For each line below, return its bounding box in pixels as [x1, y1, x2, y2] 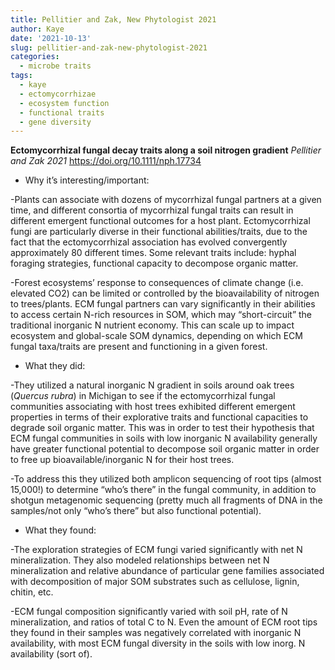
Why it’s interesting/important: [24, 174, 150, 186]
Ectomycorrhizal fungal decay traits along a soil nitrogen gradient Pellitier [10, 144, 322, 156]
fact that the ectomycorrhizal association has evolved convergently [10, 236, 288, 248]
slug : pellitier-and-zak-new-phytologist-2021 [10, 42, 208, 53]
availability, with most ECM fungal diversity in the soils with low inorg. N [10, 637, 306, 650]
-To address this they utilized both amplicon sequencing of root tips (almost [10, 473, 322, 485]
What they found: [24, 524, 97, 536]
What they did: [24, 360, 86, 372]
